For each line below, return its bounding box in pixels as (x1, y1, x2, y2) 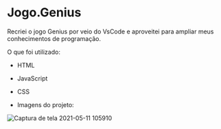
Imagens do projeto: (16, 100, 74, 109)
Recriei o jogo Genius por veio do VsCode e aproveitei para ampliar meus (7, 27, 214, 35)
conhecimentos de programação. (7, 34, 102, 42)
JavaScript (16, 74, 48, 83)
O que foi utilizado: (7, 48, 60, 56)
